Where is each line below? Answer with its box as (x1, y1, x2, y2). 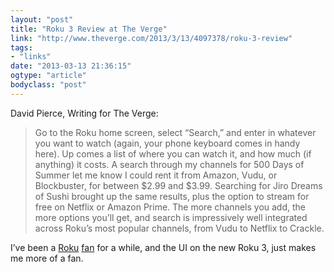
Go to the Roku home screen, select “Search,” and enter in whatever (34, 126, 317, 138)
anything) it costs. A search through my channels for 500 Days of (34, 158, 305, 170)
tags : (10, 42, 33, 53)
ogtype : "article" (10, 71, 87, 81)
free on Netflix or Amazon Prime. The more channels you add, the (34, 201, 306, 213)
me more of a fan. (10, 252, 84, 264)
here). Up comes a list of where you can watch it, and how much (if (34, 147, 312, 160)
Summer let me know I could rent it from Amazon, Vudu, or (34, 169, 278, 181)
